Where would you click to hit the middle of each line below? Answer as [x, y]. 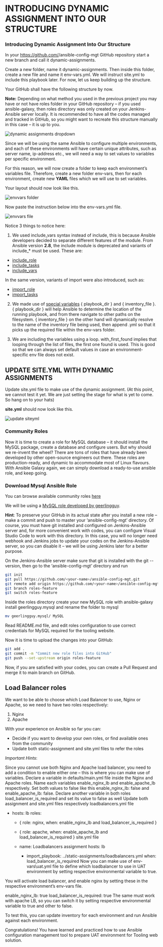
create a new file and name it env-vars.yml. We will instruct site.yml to [75, 75]
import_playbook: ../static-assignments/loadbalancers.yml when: [91, 856]
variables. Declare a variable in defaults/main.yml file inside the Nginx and [79, 778]
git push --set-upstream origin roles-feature [53, 658]
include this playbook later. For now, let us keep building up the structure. [78, 80]
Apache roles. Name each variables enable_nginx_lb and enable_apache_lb [80, 783]
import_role [24, 290]
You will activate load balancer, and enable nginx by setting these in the [76, 881]
